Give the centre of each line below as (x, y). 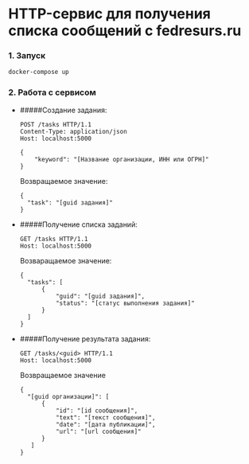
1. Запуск (27, 56)
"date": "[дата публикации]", (105, 424)
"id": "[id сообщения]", (97, 411)
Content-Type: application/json (73, 131)
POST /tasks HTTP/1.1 (55, 124)
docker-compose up (39, 72)
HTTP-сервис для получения (109, 14)
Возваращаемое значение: (66, 260)
